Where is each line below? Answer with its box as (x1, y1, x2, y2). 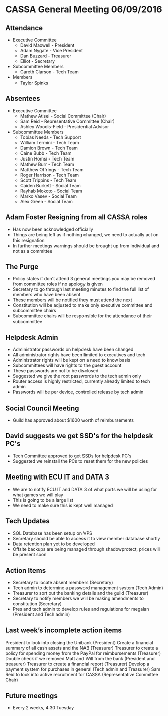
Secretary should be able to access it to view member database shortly (12, 535, 160, 541)
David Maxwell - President (20, 42, 75, 48)
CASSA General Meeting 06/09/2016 (5, 4, 162, 15)
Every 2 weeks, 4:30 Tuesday (12, 704, 74, 710)
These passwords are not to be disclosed (12, 368, 99, 374)
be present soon (12, 551, 47, 558)
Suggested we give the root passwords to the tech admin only (12, 373, 141, 379)
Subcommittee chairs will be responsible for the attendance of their (12, 313, 152, 319)
